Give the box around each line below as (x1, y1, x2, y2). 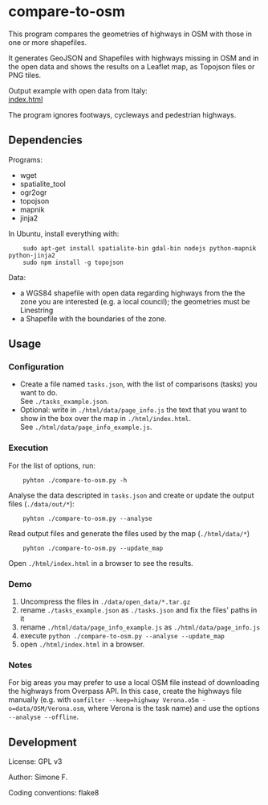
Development (8, 735, 78, 749)
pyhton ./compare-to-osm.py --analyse (22, 514, 152, 522)
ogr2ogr (19, 188, 47, 197)
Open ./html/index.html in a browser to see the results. (8, 558, 194, 568)
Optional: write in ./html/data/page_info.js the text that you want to (19, 405, 247, 415)
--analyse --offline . (8, 712, 79, 722)
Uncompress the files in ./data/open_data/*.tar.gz (19, 597, 191, 606)
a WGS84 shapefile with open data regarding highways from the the (19, 288, 246, 298)
